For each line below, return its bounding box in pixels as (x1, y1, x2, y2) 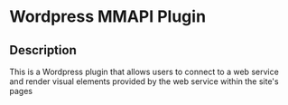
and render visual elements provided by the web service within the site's (9, 76, 279, 87)
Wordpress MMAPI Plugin (9, 6, 206, 27)
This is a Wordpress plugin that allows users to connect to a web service (9, 66, 280, 77)
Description (9, 43, 77, 58)
